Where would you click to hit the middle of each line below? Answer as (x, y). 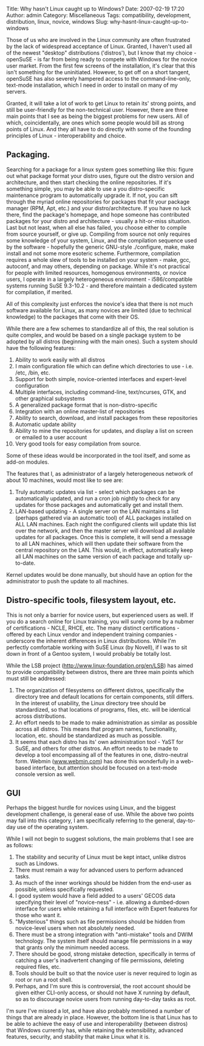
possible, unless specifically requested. (64, 889)
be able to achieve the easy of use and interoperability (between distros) (97, 1024)
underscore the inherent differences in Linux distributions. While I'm (91, 641)
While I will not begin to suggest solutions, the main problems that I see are (100, 839)
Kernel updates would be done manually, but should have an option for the (100, 574)
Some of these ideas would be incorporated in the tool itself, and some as (98, 455)
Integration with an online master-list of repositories (80, 411)
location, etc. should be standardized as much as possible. (88, 735)
